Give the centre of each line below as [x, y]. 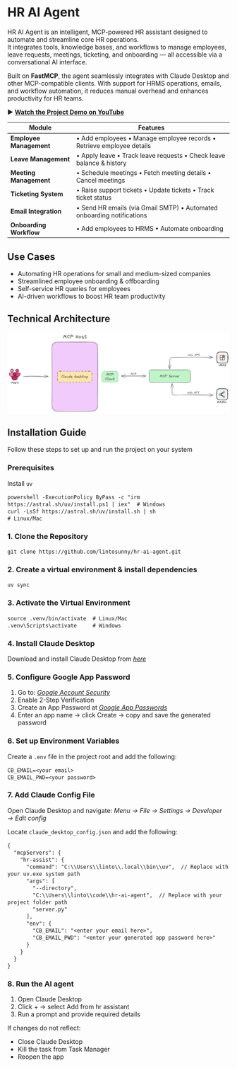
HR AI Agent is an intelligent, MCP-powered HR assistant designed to [108, 32]
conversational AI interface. [47, 62]
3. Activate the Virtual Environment [69, 603]
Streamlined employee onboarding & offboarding [89, 281]
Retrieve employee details [114, 145]
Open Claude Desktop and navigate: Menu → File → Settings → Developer [115, 810]
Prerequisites [31, 468]
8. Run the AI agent [41, 984]
